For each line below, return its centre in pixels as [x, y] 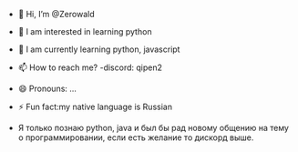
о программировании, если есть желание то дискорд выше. [136, 137]
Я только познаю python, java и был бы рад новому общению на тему [154, 128]
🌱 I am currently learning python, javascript [99, 49]
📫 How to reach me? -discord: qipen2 [90, 67]
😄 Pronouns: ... [47, 88]
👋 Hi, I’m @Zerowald [56, 14]
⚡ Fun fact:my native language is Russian [95, 106]
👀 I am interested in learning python [85, 31]
